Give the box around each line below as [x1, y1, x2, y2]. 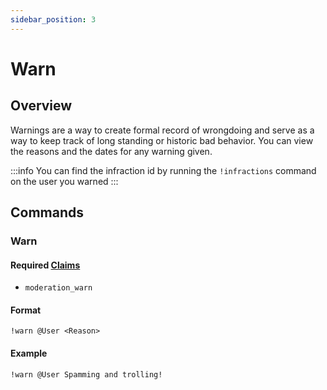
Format [10, 304, 42, 316]
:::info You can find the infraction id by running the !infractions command [10, 164, 317, 176]
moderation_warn [24, 283, 93, 293]
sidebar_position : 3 [10, 14, 97, 25]
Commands [10, 204, 85, 221]
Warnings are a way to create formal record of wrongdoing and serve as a [10, 124, 315, 136]
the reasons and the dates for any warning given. [10, 145, 213, 157]
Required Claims [10, 259, 81, 271]
